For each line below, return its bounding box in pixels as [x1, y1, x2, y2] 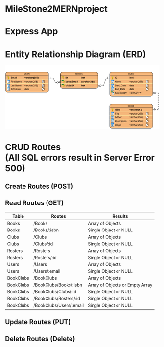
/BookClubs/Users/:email [33, 302, 84, 308]
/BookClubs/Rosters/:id [33, 295, 80, 301]
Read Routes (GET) [5, 199, 64, 207]
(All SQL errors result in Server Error [5, 152, 155, 163]
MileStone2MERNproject [5, 3, 108, 15]
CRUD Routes [5, 142, 61, 153]
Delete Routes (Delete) [5, 335, 75, 343]
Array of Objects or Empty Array [88, 282, 153, 288]
